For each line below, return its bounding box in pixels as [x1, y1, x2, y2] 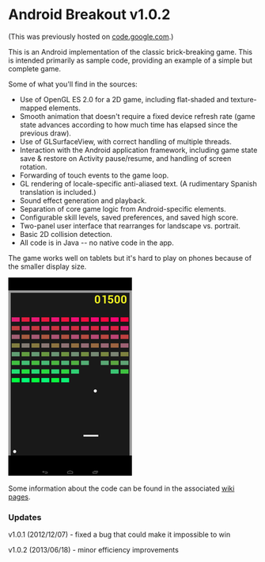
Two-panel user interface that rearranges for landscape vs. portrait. [19, 220, 241, 231]
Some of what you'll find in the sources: [8, 79, 138, 89]
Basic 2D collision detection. [19, 229, 113, 239]
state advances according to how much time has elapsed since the [19, 120, 238, 129]
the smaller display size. [8, 262, 87, 271]
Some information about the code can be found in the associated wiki [8, 484, 235, 493]
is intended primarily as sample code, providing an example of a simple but [8, 55, 253, 65]
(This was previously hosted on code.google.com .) [8, 32, 174, 41]
